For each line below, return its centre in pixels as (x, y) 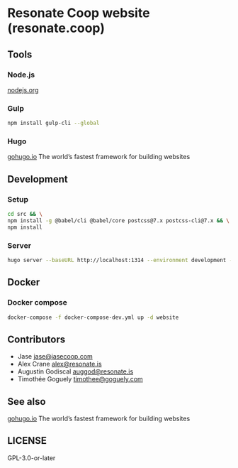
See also (27, 402)
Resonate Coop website (79, 13)
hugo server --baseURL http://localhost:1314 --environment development (117, 260)
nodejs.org (23, 89)
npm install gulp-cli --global (53, 123)
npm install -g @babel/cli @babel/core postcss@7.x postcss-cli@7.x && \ (119, 221)
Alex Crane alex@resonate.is (59, 364)
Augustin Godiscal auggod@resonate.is (75, 371)
